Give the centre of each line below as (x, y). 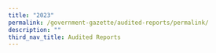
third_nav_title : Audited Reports (65, 37)
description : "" (35, 30)
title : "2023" (31, 15)
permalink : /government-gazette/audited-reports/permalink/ (109, 23)
